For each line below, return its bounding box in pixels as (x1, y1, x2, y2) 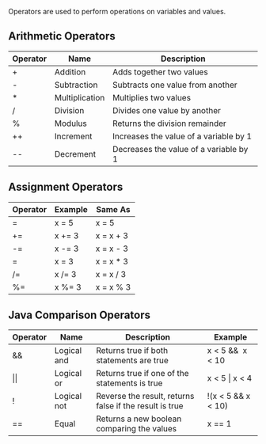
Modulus (54, 118, 87, 129)
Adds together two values (112, 66, 208, 78)
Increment (54, 131, 93, 142)
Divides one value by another (112, 104, 222, 116)
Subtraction (54, 79, 98, 90)
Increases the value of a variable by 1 (112, 131, 252, 142)
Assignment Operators (8, 180, 123, 194)
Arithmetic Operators (8, 29, 116, 43)
